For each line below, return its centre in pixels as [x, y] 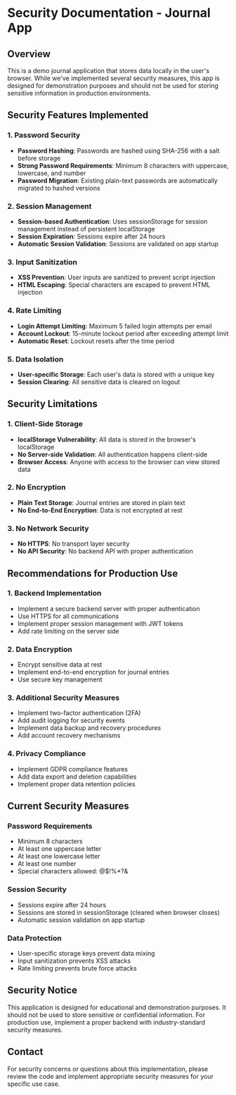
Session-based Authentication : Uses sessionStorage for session [112, 221]
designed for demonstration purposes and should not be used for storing [113, 85]
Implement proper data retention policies [76, 784]
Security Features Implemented [78, 115]
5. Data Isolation [35, 359]
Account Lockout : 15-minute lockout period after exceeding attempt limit [123, 333]
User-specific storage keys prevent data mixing [86, 954]
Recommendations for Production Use [93, 574]
